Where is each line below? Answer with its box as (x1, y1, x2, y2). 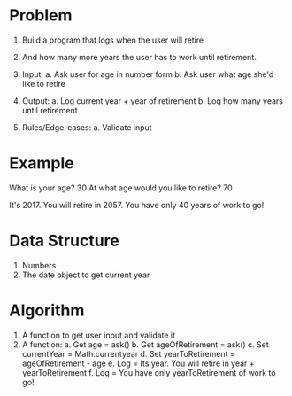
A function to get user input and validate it (21, 330, 175, 340)
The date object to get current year (21, 269, 150, 280)
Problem (9, 5, 73, 26)
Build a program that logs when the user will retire (21, 35, 204, 45)
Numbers (21, 260, 57, 270)
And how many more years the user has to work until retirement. (21, 51, 257, 62)
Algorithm (9, 300, 85, 320)
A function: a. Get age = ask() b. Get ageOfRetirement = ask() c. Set (21, 338, 270, 350)
